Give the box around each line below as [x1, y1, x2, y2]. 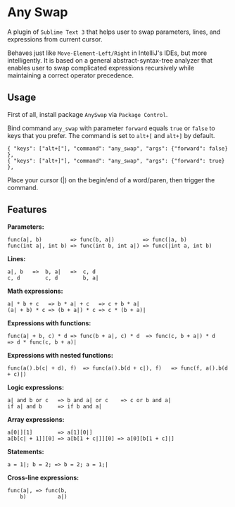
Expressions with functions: [7, 318, 91, 327]
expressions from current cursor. [7, 35, 103, 43]
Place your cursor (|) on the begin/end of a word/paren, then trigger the [7, 175, 215, 184]
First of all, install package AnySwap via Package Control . [7, 110, 168, 118]
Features [7, 204, 47, 215]
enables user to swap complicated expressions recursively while [7, 63, 195, 72]
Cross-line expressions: [7, 473, 80, 482]
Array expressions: [7, 415, 65, 423]
